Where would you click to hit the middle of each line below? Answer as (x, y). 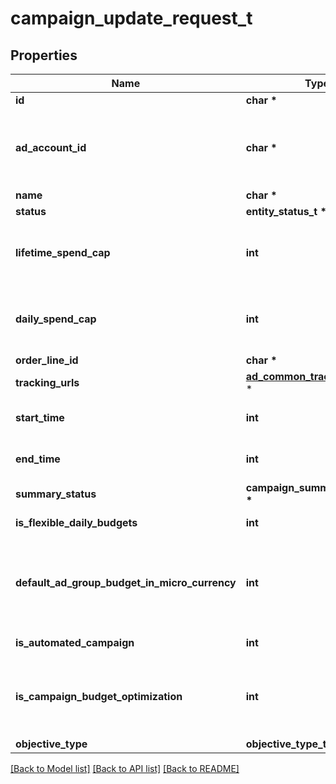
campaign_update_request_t (131, 18)
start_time (40, 417)
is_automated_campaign (75, 642)
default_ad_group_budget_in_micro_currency (126, 582)
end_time (38, 459)
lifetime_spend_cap (63, 252)
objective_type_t (286, 744)
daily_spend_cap (56, 319)
